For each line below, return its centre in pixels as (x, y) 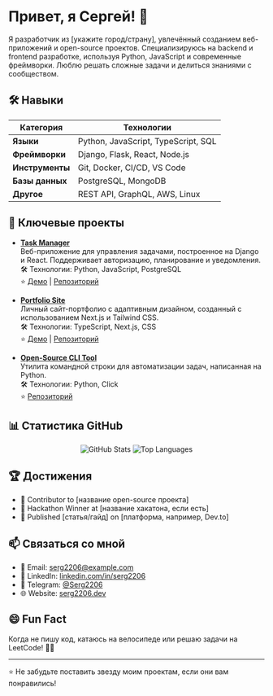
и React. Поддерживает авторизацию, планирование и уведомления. (141, 260)
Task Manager (45, 243)
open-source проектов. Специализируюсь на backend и (156, 47)
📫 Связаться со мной (67, 543)
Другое (28, 194)
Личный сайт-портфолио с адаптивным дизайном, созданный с (131, 309)
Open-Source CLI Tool (58, 357)
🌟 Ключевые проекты (66, 223)
